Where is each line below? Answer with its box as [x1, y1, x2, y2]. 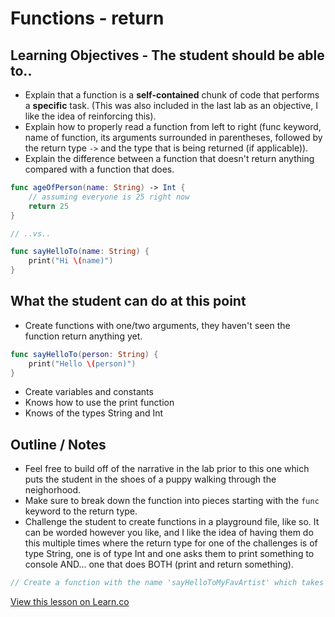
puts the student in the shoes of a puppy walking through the [24, 473, 277, 486]
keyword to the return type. [24, 505, 138, 517]
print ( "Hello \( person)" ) [28, 358, 137, 369]
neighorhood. [24, 484, 82, 496]
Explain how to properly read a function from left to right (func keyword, [24, 121, 322, 132]
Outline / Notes [10, 436, 107, 453]
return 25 [28, 201, 70, 211]
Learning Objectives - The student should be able [10, 47, 325, 64]
